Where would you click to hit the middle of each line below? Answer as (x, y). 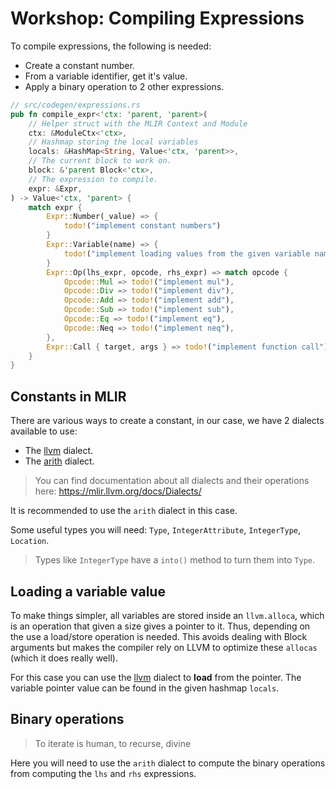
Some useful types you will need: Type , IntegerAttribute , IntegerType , (156, 530)
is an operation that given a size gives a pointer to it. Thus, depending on (160, 626)
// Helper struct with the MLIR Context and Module (138, 123)
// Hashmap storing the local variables (113, 142)
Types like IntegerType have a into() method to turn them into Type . (175, 560)
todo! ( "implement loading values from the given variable (187, 253)
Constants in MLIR (68, 396)
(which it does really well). (64, 658)
